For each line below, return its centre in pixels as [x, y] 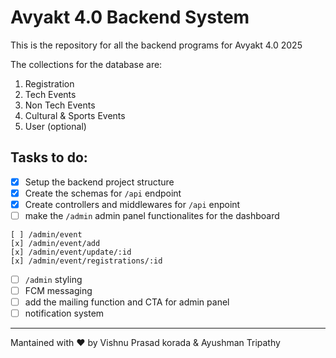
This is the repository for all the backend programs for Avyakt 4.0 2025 [156, 45]
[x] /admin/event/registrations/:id [86, 261]
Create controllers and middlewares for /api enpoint [132, 204]
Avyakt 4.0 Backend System [130, 17]
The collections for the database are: [86, 64]
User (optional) [55, 126]
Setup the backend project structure [99, 182]
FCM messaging [58, 291]
